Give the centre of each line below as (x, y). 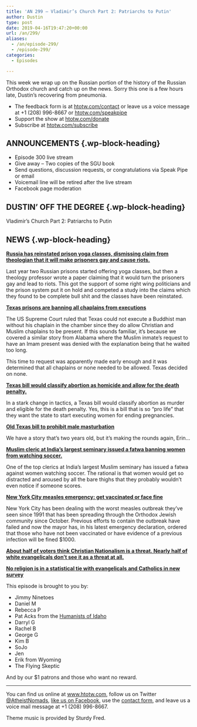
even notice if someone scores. (44, 485)
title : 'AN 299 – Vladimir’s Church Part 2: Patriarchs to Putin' (89, 11)
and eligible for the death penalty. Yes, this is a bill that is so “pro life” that (95, 409)
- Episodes (25, 60)
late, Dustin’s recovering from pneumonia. (57, 95)
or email (24, 176)
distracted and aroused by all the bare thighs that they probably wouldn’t (94, 479)
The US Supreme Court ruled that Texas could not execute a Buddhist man (96, 319)
